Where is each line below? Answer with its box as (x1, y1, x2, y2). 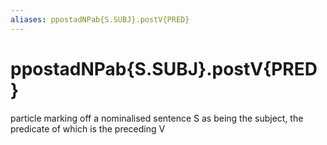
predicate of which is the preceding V (10, 122, 166, 135)
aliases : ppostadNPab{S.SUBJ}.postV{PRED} (10, 14, 190, 25)
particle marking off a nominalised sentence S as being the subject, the (10, 112, 304, 124)
